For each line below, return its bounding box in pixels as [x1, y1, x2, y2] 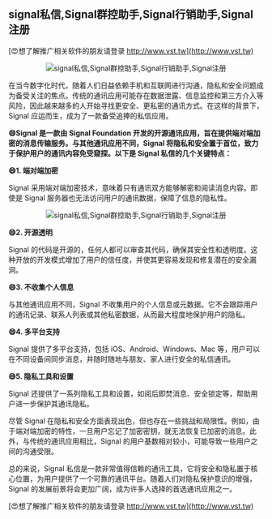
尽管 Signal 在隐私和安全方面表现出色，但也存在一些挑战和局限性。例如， [8, 416, 253, 426]
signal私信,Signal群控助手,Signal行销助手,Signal [8, 7, 253, 22]
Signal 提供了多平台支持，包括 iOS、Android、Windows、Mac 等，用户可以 [8, 344, 261, 354]
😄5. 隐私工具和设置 [8, 371, 74, 381]
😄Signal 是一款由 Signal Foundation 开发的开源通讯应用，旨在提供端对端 [8, 128, 253, 138]
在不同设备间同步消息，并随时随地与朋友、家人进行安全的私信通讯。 [8, 354, 236, 363]
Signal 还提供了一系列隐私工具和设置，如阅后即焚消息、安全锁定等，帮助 [8, 388, 251, 398]
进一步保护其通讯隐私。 [15, 398, 94, 408]
